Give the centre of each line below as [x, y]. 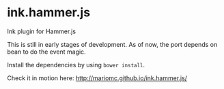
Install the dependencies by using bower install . [76, 65]
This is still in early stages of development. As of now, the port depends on [112, 44]
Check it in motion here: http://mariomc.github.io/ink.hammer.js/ [97, 78]
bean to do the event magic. [47, 52]
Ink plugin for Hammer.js [42, 31]
